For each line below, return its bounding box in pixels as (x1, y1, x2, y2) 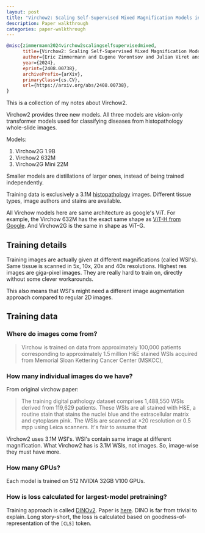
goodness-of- (151, 513, 187, 520)
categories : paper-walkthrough (6, 26, 86, 32)
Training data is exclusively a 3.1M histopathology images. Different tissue (6, 190, 192, 198)
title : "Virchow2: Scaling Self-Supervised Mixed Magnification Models (6, 15, 192, 21)
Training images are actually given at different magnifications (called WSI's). (6, 256, 198, 263)
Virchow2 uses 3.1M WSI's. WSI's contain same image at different (6, 435, 171, 443)
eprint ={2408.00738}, (22, 65, 78, 71)
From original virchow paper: (6, 385, 79, 393)
